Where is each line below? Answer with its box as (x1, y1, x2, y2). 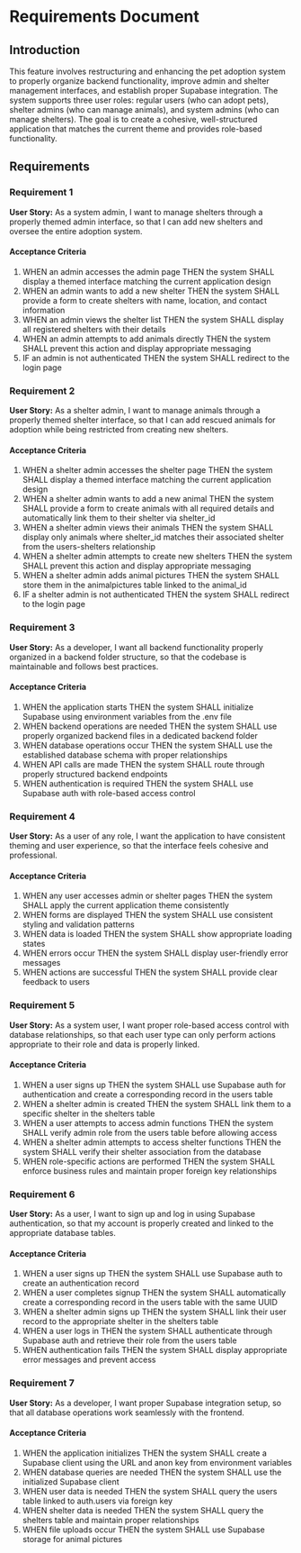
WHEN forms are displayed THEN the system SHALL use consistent (22, 910, 274, 921)
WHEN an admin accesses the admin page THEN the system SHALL (22, 266, 275, 277)
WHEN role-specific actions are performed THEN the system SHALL (22, 1156, 276, 1167)
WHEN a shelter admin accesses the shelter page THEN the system (22, 465, 273, 476)
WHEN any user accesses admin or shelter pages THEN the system (22, 890, 273, 902)
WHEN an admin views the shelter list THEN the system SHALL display (22, 313, 285, 325)
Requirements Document (9, 6, 200, 27)
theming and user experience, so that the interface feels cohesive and (9, 840, 270, 851)
